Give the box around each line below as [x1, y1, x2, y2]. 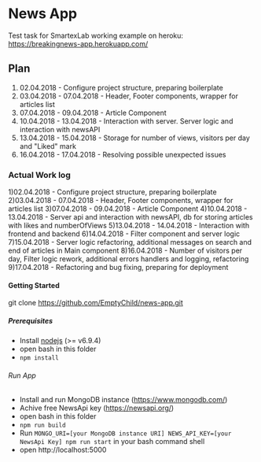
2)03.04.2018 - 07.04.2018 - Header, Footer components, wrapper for [8, 196, 233, 205]
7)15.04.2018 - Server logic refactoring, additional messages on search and [8, 238, 252, 247]
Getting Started [8, 280, 61, 290]
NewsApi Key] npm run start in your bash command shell [19, 437, 205, 446]
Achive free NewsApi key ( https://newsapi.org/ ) [19, 403, 175, 413]
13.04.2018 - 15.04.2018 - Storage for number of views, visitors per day [19, 133, 250, 142]
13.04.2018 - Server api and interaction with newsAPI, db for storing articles [8, 213, 253, 222]
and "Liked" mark [19, 141, 77, 150]
